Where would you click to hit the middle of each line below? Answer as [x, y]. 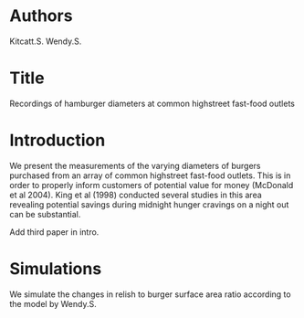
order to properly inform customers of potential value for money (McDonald [152, 185]
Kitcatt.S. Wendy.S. [46, 41]
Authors [41, 16]
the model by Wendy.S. [53, 303]
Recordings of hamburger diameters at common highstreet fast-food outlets [152, 103]
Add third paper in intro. [54, 232]
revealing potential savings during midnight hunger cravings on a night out [149, 204]
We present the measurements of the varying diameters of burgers [135, 165]
